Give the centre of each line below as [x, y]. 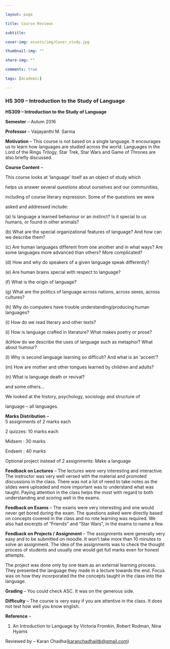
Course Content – [24, 168]
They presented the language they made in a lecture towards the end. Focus [85, 571]
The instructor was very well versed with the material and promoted [76, 476]
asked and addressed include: [37, 207]
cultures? [15, 297]
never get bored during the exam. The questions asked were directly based [84, 513]
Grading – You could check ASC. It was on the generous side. [70, 591]
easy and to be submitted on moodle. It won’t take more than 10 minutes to [83, 539]
